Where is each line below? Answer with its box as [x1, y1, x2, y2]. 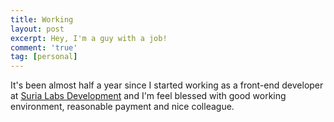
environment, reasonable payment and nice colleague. [10, 101, 235, 113]
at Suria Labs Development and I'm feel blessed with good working [10, 90, 287, 102]
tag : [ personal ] [10, 52, 78, 62]
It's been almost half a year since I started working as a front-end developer [10, 79, 324, 91]
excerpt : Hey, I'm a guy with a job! [10, 33, 168, 43]
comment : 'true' [10, 42, 78, 53]
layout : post [10, 24, 65, 34]
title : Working [10, 14, 74, 25]
